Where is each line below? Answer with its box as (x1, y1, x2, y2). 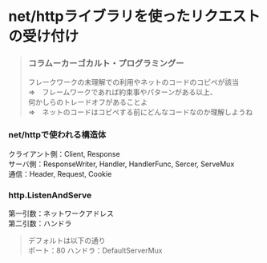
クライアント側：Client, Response (8, 149, 120, 158)
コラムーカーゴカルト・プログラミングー (27, 58, 184, 69)
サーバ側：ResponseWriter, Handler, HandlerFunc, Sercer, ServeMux (8, 159, 235, 169)
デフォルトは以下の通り (27, 236, 106, 245)
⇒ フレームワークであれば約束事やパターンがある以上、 (27, 87, 217, 97)
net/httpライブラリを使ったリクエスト (8, 7, 261, 26)
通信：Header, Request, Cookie (8, 169, 112, 178)
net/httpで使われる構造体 (8, 130, 107, 141)
